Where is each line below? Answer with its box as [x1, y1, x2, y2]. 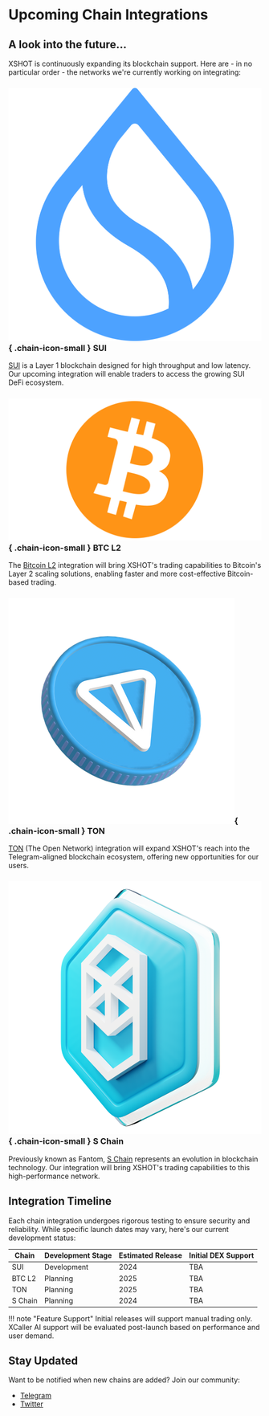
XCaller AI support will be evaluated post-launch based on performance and [8, 1322, 260, 1332]
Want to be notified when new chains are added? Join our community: [8, 1375, 241, 1385]
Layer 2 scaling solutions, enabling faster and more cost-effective [8, 569, 226, 579]
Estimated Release [119, 1251, 183, 1260]
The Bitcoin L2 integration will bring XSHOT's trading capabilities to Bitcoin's [8, 561, 262, 570]
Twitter [19, 1399, 44, 1409]
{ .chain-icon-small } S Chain [8, 1136, 124, 1147]
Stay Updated [8, 1353, 79, 1367]
